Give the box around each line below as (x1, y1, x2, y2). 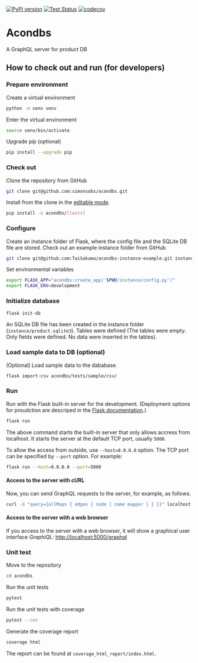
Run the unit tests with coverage (6, 605, 85, 613)
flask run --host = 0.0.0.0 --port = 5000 (6, 464, 101, 470)
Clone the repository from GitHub (6, 177, 87, 184)
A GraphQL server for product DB (6, 45, 87, 52)
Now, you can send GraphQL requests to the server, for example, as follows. (6, 490, 192, 497)
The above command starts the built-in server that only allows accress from (6, 428, 190, 436)
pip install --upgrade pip (6, 149, 72, 156)
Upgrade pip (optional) (6, 138, 61, 145)
